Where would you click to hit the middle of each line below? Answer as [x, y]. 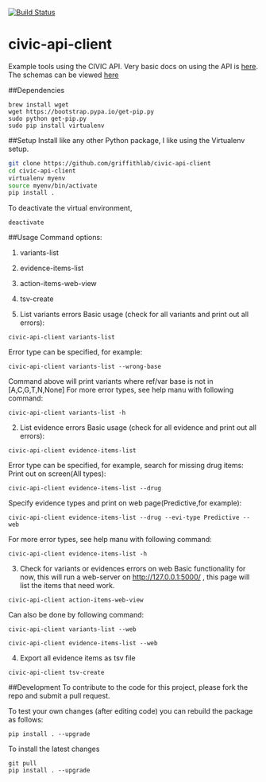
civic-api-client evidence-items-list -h [78, 554]
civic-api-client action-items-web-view [76, 600]
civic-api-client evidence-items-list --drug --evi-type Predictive [124, 518]
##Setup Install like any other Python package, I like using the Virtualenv [127, 140]
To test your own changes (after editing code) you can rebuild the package [131, 711]
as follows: [26, 720]
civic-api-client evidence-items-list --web [83, 644]
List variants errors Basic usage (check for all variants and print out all [134, 315]
